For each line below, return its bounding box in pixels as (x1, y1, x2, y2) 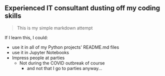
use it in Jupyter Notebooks (11, 49, 69, 55)
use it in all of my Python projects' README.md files (11, 44, 119, 50)
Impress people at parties (11, 55, 65, 61)
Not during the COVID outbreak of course (19, 60, 105, 66)
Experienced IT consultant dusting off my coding (4, 4, 160, 12)
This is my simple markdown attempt (16, 25, 93, 31)
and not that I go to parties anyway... (26, 65, 102, 71)
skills (4, 12, 21, 20)
